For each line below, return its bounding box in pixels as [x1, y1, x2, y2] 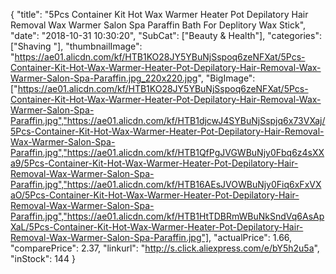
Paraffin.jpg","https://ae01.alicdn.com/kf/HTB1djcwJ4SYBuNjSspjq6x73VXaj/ [10, 115, 326, 126]
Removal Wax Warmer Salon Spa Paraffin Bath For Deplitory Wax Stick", [10, 19, 307, 31]
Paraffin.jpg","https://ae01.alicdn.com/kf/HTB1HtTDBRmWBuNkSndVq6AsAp [10, 210, 325, 222]
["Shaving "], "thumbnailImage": [10, 40, 143, 52]
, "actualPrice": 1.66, [208, 232, 293, 243]
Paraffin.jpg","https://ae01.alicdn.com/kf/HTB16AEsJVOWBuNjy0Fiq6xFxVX [10, 179, 322, 190]
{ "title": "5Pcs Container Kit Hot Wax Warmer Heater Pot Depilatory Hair [10, 9, 309, 20]
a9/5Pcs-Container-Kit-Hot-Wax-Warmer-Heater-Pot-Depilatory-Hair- [10, 157, 299, 169]
